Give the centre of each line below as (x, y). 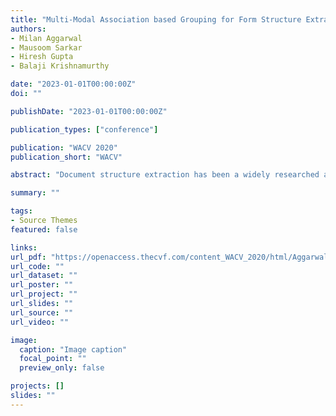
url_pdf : (28, 257)
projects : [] (37, 386)
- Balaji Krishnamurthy (60, 66)
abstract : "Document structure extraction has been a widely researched (165, 175)
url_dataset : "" (44, 276)
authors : (28, 29)
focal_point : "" (53, 359)
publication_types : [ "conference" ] (84, 129)
